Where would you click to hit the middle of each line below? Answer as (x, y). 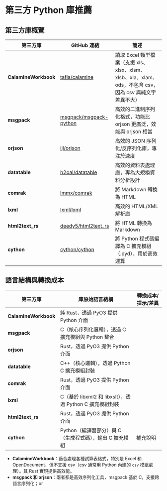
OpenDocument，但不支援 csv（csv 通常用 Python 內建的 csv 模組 (81, 465)
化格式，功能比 (132, 117)
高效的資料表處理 (135, 165)
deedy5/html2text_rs (85, 226)
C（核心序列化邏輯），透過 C (93, 329)
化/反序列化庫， (133, 148)
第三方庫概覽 (25, 30)
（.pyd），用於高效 (136, 253)
